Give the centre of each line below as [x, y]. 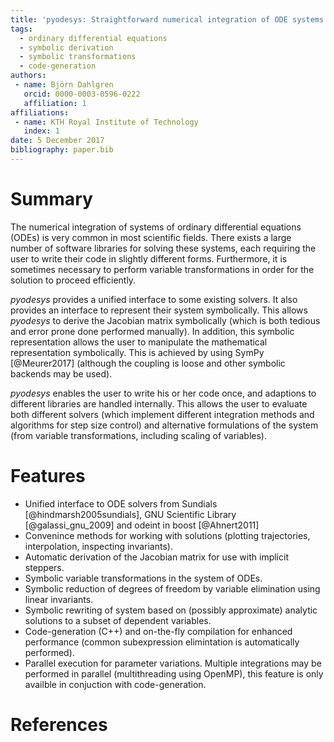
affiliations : [40, 112]
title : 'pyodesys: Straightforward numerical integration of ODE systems [167, 19]
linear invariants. [59, 599]
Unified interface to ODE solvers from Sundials [121, 503]
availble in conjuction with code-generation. [115, 684]
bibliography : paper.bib [62, 150]
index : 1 [41, 131]
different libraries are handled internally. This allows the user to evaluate [159, 403]
